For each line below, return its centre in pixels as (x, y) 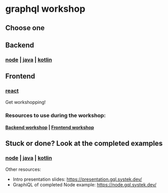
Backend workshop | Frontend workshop (50, 127)
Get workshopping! (26, 102)
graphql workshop (45, 9)
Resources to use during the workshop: (56, 115)
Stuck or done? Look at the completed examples (84, 144)
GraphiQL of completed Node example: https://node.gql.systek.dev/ (85, 184)
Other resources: (23, 169)
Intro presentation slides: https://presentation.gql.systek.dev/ (77, 179)
